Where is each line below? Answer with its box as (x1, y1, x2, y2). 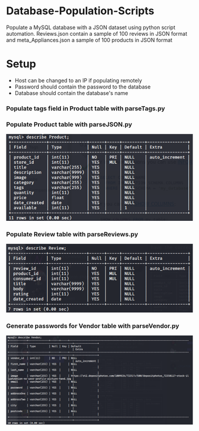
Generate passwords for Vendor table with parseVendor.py (6, 322, 179, 330)
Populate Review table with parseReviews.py (6, 230, 138, 238)
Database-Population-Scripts (6, 4, 155, 18)
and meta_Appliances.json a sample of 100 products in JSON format (6, 36, 173, 43)
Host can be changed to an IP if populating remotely (14, 77, 142, 84)
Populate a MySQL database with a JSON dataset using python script (6, 24, 176, 31)
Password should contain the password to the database (14, 83, 151, 90)
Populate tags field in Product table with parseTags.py (6, 104, 165, 112)
